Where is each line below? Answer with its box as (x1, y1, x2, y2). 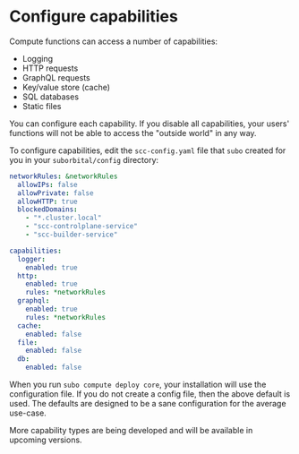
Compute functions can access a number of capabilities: (9, 36, 218, 47)
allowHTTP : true (17, 197, 78, 206)
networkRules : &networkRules (9, 172, 118, 181)
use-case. (9, 407, 47, 418)
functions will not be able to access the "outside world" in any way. (9, 127, 257, 138)
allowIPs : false (17, 180, 78, 189)
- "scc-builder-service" (25, 230, 118, 239)
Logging (21, 53, 54, 64)
